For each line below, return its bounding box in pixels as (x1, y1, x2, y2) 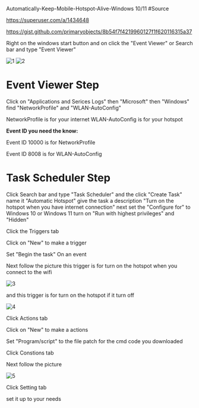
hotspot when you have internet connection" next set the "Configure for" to (6, 203, 191, 211)
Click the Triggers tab (6, 227, 59, 234)
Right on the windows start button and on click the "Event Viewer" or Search (6, 40, 193, 46)
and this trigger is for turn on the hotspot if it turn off (6, 291, 135, 299)
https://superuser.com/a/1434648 (6, 17, 89, 23)
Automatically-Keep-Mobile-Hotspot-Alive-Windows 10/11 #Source (6, 5, 169, 12)
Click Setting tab (6, 384, 47, 391)
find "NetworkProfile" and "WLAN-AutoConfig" (6, 104, 122, 111)
